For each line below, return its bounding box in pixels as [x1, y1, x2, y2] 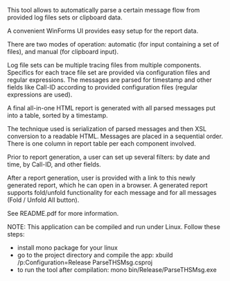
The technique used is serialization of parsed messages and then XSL [7, 125, 206, 133]
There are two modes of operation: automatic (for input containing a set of [7, 40, 220, 48]
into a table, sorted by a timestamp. [7, 111, 109, 119]
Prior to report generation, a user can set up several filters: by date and [7, 153, 210, 161]
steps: [7, 230, 25, 238]
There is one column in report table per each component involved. [7, 139, 196, 148]
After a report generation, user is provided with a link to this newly [7, 173, 196, 182]
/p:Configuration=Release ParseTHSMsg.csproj [17, 258, 153, 266]
